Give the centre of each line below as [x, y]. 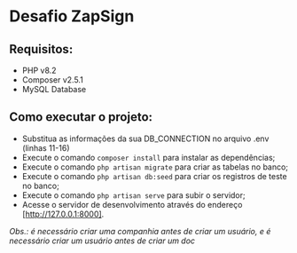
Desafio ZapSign [72, 16]
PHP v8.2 [39, 70]
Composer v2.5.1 [53, 80]
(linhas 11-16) [46, 147]
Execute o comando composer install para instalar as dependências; [148, 157]
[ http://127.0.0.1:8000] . [63, 214]
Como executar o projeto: [81, 117]
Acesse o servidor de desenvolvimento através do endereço [132, 204]
